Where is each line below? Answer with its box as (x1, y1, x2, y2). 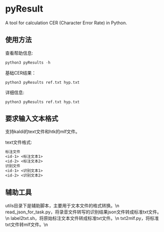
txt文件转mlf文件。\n (5, 221, 48, 227)
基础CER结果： (5, 70, 36, 76)
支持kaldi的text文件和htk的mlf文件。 (5, 129, 80, 135)
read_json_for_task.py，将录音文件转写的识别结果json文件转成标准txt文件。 (5, 209, 162, 215)
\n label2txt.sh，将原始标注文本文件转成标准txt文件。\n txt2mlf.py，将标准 (5, 215, 159, 221)
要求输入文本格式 (5, 114, 58, 123)
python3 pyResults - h (5, 60, 51, 65)
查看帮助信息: (5, 50, 34, 56)
